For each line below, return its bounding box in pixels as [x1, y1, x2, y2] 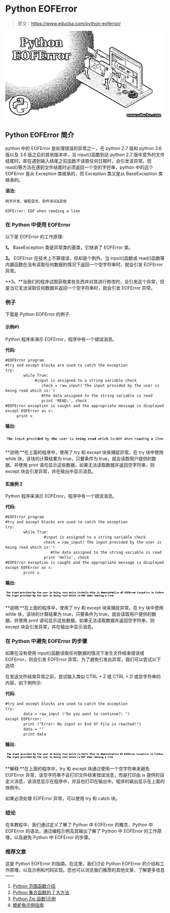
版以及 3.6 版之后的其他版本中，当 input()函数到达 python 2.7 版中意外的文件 [5, 151, 165, 158]
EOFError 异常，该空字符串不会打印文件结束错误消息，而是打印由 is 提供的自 [5, 772, 164, 778]
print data [23, 732, 47, 737]
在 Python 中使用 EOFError [5, 221, 71, 228]
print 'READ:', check [41, 398, 87, 403]
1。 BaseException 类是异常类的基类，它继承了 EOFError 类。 [5, 244, 133, 251]
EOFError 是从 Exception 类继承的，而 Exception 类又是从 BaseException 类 [5, 170, 163, 176]
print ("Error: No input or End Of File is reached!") [23, 721, 142, 727]
